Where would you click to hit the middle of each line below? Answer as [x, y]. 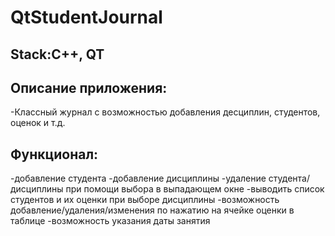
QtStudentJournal [86, 17]
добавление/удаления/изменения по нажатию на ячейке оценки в [152, 210]
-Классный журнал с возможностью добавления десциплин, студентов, [165, 112]
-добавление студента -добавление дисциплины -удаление [138, 178]
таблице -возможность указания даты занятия [110, 221]
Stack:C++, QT [57, 54]
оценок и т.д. [38, 123]
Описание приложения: [89, 87]
